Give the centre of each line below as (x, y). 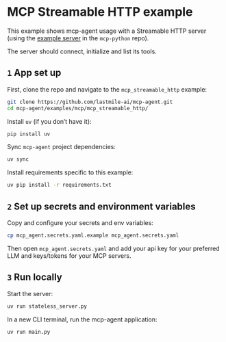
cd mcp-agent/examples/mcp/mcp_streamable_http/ (78, 108)
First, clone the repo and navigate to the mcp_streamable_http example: (107, 89)
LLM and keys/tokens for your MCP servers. (69, 255)
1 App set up (34, 73)
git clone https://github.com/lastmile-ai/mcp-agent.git (90, 102)
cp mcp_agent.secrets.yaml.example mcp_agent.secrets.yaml (93, 235)
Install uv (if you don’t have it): (49, 121)
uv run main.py (29, 332)
